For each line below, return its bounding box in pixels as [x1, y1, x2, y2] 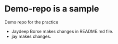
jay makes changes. [11, 33, 52, 39]
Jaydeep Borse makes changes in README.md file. [11, 28, 114, 34]
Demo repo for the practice [4, 19, 59, 25]
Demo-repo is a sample [4, 3, 99, 14]
